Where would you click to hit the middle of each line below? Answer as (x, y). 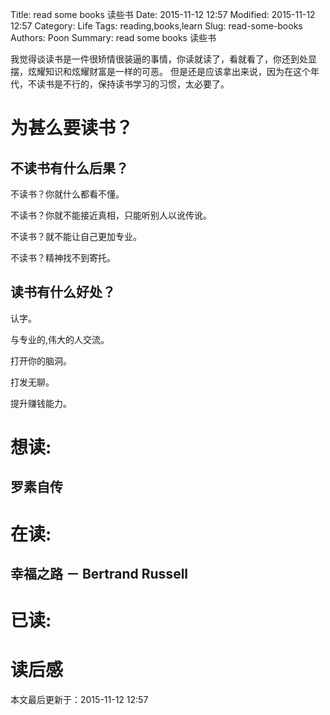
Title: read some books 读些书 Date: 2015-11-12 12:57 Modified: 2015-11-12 (163, 14)
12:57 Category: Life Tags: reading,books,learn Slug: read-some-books (156, 26)
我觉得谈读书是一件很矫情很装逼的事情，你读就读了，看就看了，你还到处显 (163, 59)
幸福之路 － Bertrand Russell (99, 573)
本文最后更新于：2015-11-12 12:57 (79, 700)
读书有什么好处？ (63, 292)
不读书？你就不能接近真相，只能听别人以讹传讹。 (111, 215)
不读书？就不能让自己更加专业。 (76, 236)
